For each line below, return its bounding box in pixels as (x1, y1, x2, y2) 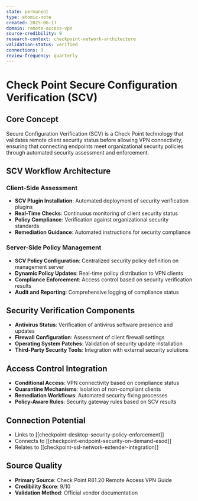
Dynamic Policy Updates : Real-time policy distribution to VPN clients (14, 269, 183, 277)
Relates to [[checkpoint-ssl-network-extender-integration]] (14, 444, 159, 451)
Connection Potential (6, 415, 86, 425)
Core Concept (6, 114, 59, 124)
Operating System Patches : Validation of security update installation (14, 340, 183, 347)
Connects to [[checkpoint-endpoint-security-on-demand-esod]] (14, 438, 171, 445)
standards (14, 223, 40, 230)
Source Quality (6, 461, 63, 471)
